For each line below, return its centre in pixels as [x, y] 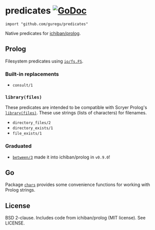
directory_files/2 [31, 123]
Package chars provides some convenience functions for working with [78, 184]
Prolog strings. [20, 190]
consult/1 [23, 85]
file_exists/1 [27, 133]
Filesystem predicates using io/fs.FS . [44, 61]
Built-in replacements [32, 74]
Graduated [18, 146]
